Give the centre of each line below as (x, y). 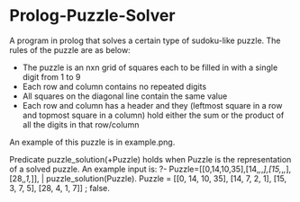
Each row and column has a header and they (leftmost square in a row (152, 105)
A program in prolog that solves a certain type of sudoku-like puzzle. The (145, 40)
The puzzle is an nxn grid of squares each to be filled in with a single (150, 67)
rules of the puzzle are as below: (70, 49)
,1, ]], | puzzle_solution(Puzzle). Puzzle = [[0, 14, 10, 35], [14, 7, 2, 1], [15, (155, 178)
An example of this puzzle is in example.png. (92, 142)
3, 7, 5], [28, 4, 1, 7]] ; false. (60, 188)
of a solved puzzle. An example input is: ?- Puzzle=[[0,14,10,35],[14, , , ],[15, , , (148, 169)
